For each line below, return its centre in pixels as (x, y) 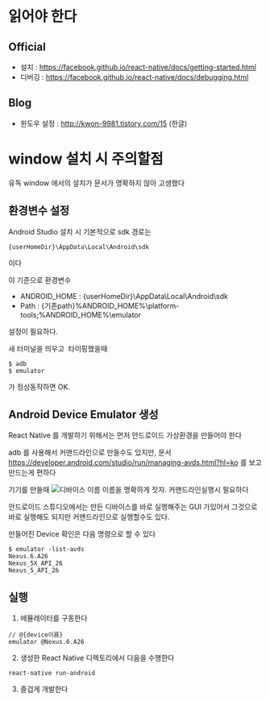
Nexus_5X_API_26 (35, 564)
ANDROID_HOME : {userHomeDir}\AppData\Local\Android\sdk (124, 296)
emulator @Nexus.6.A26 (46, 642)
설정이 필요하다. (33, 331)
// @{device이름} (35, 635)
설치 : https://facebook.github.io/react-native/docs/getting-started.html (138, 67)
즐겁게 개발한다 (44, 689)
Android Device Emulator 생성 (83, 415)
